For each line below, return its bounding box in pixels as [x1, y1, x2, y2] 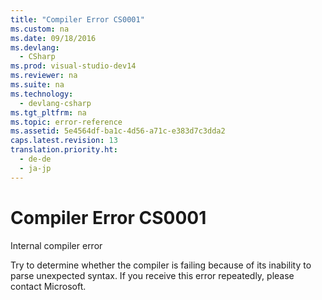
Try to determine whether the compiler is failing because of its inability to [10, 259, 312, 271]
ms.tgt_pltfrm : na [10, 107, 87, 118]
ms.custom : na [10, 24, 70, 34]
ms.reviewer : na [10, 71, 78, 81]
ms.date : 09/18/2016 [10, 33, 97, 43]
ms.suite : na [10, 80, 65, 90]
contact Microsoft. [10, 280, 87, 292]
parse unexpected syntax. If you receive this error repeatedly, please [10, 269, 295, 281]
